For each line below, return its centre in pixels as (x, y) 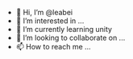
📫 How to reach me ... (53, 47)
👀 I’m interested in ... (50, 21)
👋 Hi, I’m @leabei (44, 12)
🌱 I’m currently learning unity (64, 29)
